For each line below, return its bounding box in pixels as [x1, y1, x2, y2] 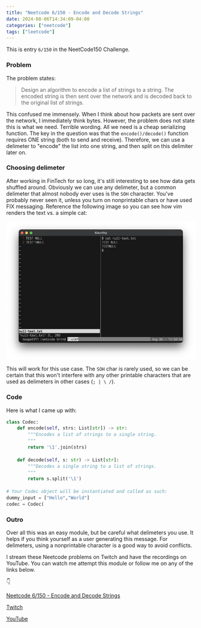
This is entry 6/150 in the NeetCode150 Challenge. [6, 46, 130, 53]
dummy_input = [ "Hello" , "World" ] [6, 495, 90, 501]
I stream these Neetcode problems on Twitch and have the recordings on [6, 554, 187, 561]
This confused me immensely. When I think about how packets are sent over [6, 110, 196, 118]
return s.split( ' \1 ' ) [28, 476, 82, 482]
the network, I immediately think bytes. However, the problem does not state [6, 117, 195, 124]
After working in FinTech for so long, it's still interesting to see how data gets [6, 177, 196, 184]
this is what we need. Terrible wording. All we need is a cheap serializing [6, 123, 186, 130]
